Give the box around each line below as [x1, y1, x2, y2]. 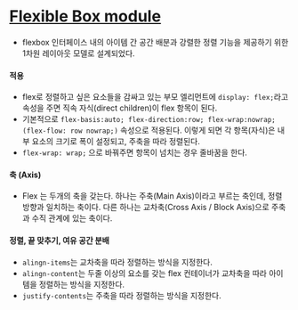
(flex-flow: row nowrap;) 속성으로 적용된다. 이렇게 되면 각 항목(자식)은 [21, 125, 276, 135]
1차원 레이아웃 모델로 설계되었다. [21, 47, 135, 59]
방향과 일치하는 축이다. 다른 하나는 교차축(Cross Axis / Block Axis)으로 [21, 202, 270, 213]
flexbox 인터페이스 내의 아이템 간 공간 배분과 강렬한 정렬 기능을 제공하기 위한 [21, 37, 289, 47]
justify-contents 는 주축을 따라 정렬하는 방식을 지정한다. [21, 290, 222, 300]
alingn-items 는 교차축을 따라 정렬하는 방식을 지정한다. [21, 257, 213, 267]
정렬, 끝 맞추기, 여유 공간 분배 [9, 234, 109, 246]
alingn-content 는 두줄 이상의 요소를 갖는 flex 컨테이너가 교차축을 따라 [21, 267, 267, 278]
